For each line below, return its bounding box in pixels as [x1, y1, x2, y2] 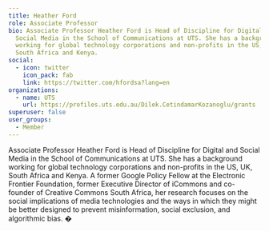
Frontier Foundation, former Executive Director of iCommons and [8, 179, 223, 189]
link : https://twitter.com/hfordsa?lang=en [22, 78, 171, 86]
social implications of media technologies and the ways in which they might [8, 196, 258, 205]
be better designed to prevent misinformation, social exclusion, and [8, 205, 231, 214]
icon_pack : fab [22, 71, 74, 79]
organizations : [8, 86, 59, 94]
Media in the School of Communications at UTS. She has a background [8, 153, 243, 163]
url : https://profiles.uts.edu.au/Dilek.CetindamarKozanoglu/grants [22, 101, 256, 109]
